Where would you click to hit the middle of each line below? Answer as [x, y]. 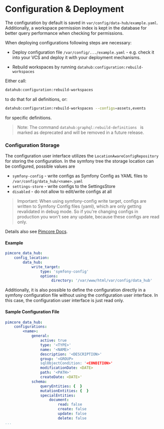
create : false [72, 409]
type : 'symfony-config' [65, 272]
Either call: [16, 81]
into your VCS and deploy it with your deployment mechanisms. [76, 57]
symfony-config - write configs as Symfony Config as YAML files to [80, 176]
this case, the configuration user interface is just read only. [65, 301]
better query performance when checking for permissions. [64, 33]
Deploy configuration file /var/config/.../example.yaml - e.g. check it [83, 52]
